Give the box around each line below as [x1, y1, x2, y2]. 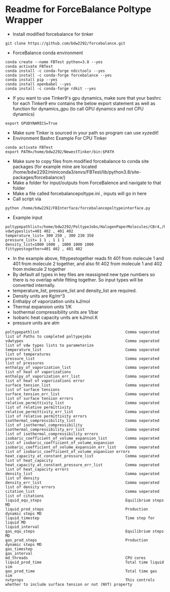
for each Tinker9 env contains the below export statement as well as [12, 100, 156, 106]
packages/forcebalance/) [12, 174, 66, 180]
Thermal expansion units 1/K [12, 304, 72, 310]
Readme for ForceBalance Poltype [5, 4, 152, 15]
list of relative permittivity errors [5, 413, 87, 418]
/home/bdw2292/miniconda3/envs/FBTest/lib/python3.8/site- [12, 168, 142, 175]
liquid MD [5, 520, 26, 525]
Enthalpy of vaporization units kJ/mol [12, 298, 90, 304]
